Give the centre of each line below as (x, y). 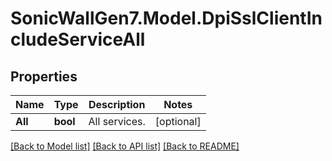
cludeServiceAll (78, 39)
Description (117, 104)
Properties (44, 76)
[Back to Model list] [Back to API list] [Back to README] (125, 146)
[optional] (178, 121)
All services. (117, 121)
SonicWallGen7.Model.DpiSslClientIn (166, 18)
